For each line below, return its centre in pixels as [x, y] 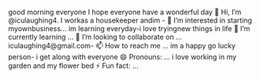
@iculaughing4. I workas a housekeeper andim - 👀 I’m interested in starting [130, 20]
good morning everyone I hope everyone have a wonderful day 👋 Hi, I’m [125, 12]
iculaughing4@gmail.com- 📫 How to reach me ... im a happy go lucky [122, 46]
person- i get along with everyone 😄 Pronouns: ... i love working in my [123, 57]
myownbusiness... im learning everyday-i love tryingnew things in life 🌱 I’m [129, 28]
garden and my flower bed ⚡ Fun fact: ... [74, 66]
